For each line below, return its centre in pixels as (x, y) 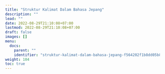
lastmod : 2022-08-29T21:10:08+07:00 (42, 28)
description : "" (22, 14)
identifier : (26, 55)
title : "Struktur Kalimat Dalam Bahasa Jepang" (55, 9)
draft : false (18, 32)
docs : (15, 46)
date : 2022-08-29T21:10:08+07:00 (39, 23)
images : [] (16, 37)
